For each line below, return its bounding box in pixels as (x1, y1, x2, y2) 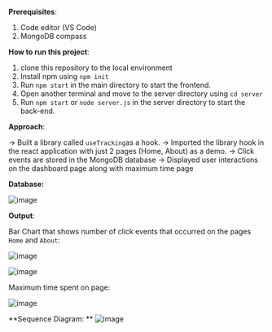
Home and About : (8, 235, 61, 245)
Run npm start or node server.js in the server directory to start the (20, 98, 246, 107)
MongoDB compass (20, 32, 87, 41)
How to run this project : (8, 47, 90, 56)
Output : (8, 211, 35, 221)
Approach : (8, 122, 46, 131)
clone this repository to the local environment (20, 63, 173, 72)
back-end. (20, 106, 55, 116)
